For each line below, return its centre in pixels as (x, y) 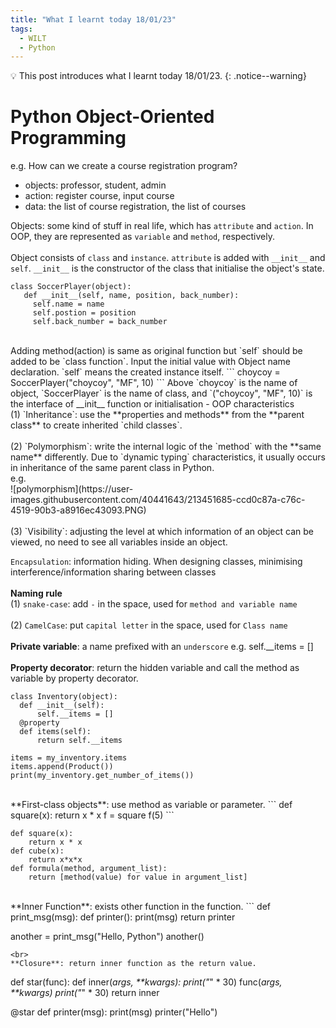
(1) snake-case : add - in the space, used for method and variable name (154, 604)
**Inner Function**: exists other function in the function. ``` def (140, 907)
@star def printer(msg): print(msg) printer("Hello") (114, 1012)
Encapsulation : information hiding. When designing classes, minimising (156, 562)
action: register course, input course (99, 196)
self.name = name (68, 304)
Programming (68, 138)
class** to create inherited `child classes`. (96, 425)
